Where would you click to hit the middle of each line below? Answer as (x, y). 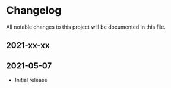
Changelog (34, 10)
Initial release (31, 80)
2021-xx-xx (28, 45)
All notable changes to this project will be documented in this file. (86, 27)
